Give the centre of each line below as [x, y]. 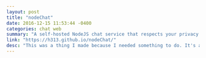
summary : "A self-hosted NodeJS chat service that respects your [91, 34]
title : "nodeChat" [30, 18]
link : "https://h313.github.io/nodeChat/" [61, 40]
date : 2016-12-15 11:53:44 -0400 [49, 23]
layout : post [23, 12]
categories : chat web [34, 29]
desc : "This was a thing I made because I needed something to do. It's [101, 46]
